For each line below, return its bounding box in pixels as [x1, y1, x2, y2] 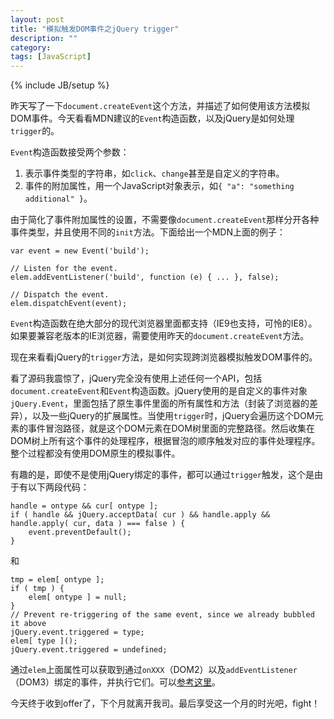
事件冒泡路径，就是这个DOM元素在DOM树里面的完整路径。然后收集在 [27, 422, 315, 435]
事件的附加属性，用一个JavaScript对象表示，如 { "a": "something [24, 180, 295, 192]
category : [10, 42, 52, 53]
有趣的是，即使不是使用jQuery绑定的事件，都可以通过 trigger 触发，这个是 [10, 469, 315, 481]
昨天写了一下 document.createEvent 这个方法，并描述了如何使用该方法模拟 [10, 100, 311, 112]
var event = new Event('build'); [10, 246, 150, 256]
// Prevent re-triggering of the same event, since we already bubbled [10, 610, 315, 620]
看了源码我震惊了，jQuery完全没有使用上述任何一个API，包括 [10, 372, 263, 385]
